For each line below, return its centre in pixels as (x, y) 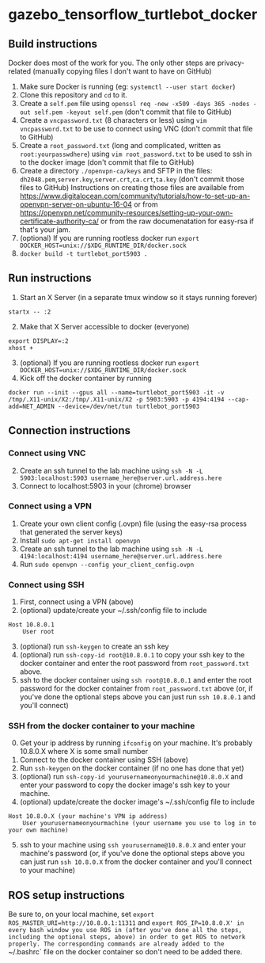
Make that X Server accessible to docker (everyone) (104, 326)
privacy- (231, 63)
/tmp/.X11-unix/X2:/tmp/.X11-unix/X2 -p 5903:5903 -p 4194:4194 (116, 399)
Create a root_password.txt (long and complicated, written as (120, 145)
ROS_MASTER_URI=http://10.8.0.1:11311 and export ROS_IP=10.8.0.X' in (126, 923)
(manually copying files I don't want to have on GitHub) (122, 71)
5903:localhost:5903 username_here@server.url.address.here (121, 478)
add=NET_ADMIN (32, 406)
